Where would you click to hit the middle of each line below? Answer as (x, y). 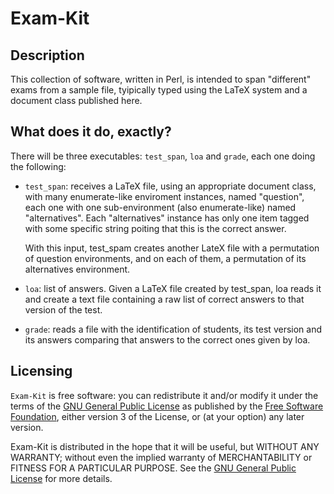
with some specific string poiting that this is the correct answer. (155, 228)
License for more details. (61, 478)
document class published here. (76, 100)
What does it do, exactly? (91, 132)
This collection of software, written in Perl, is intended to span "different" (161, 79)
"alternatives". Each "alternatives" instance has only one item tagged (167, 218)
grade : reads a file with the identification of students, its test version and (173, 329)
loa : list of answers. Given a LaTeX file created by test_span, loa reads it (173, 288)
